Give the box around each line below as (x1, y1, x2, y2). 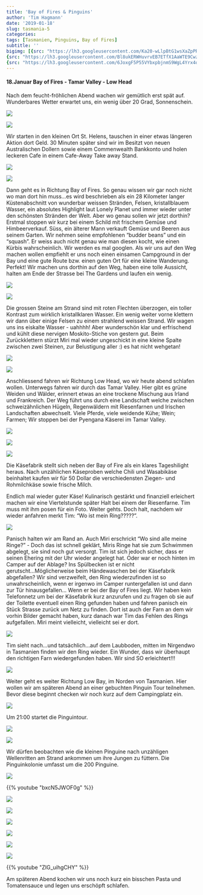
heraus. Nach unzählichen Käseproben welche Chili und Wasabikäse (6, 468, 177, 475)
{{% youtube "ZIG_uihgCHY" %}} (6, 864, 89, 871)
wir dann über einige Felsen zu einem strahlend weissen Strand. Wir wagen (6, 317, 195, 324)
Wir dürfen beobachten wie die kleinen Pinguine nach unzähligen (6, 748, 169, 755)
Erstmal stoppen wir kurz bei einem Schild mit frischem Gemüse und (6, 218, 177, 226)
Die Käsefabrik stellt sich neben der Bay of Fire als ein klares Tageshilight (6, 461, 189, 469)
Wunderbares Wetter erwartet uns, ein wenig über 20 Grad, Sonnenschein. (6, 98, 193, 105)
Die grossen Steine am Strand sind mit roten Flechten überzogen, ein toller (6, 304, 192, 312)
